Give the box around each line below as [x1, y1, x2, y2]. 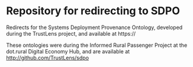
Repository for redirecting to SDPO [6, 4, 181, 18]
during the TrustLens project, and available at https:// [6, 30, 136, 37]
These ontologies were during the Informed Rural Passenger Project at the [6, 42, 188, 49]
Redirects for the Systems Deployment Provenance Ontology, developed [6, 24, 183, 31]
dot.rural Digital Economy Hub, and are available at [6, 47, 130, 55]
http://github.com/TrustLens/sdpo [6, 54, 89, 61]
